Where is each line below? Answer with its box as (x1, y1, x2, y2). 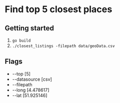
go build (12, 38, 31, 43)
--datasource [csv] (12, 76, 52, 82)
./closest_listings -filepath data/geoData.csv (12, 44, 115, 49)
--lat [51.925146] (12, 92, 48, 98)
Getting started (5, 24, 54, 32)
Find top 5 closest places (5, 4, 112, 15)
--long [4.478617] (12, 87, 49, 93)
